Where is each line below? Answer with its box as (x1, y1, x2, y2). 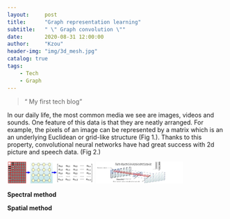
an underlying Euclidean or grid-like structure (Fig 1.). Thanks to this (7, 133, 202, 141)
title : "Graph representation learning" (7, 18, 141, 26)
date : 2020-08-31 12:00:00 (7, 33, 104, 40)
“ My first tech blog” (24, 97, 83, 106)
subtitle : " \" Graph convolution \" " (7, 26, 126, 33)
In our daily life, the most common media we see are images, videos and (7, 111, 214, 119)
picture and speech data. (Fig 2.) (7, 147, 101, 156)
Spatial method (7, 204, 52, 212)
